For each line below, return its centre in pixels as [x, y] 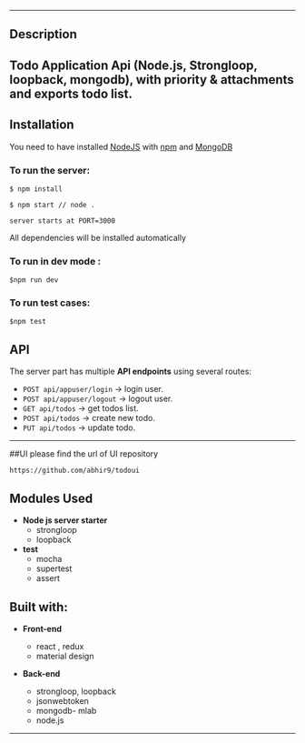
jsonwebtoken [62, 700]
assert [48, 578]
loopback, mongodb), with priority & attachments [152, 80]
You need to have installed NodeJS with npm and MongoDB [121, 146]
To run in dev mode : [55, 261]
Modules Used [51, 498]
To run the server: [50, 170]
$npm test [28, 322]
